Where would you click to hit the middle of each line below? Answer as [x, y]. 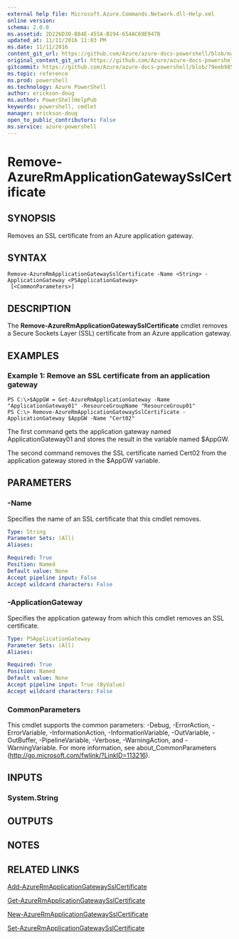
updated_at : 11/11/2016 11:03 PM [57, 41]
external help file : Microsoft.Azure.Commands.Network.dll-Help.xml [111, 14]
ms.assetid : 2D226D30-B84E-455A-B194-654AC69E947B [84, 34]
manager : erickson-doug [43, 113]
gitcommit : [23, 67]
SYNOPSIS [32, 218]
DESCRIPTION [39, 308]
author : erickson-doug [41, 93]
